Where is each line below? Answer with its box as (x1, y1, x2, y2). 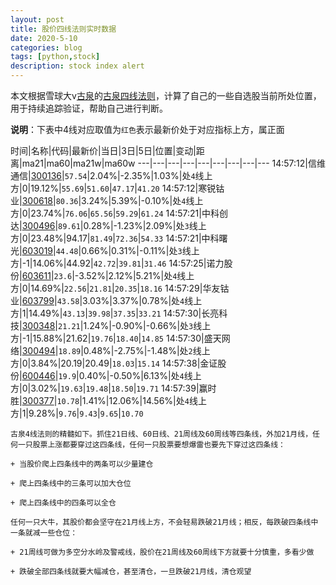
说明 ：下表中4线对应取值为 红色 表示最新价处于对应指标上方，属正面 (10, 124, 285, 135)
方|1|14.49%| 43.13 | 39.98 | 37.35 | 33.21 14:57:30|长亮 (10, 307, 220, 319)
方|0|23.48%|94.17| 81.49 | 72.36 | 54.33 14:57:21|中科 (10, 232, 220, 244)
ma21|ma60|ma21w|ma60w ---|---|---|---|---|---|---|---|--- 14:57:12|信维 (21, 157, 326, 169)
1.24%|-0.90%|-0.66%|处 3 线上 (83, 320, 212, 331)
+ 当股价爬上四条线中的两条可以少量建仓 (10, 459, 154, 469)
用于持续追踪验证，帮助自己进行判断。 (10, 102, 168, 114)
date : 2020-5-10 (10, 33, 78, 43)
